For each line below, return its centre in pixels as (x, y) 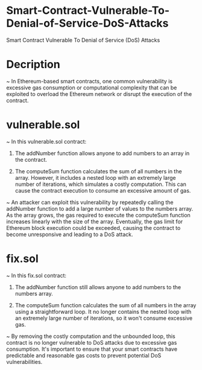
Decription (33, 65)
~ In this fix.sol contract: (36, 275)
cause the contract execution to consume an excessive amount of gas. (103, 190)
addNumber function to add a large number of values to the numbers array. (100, 208)
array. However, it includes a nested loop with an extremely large (95, 177)
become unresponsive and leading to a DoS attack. (70, 234)
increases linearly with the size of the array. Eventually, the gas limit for (95, 222)
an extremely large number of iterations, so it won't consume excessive (104, 318)
